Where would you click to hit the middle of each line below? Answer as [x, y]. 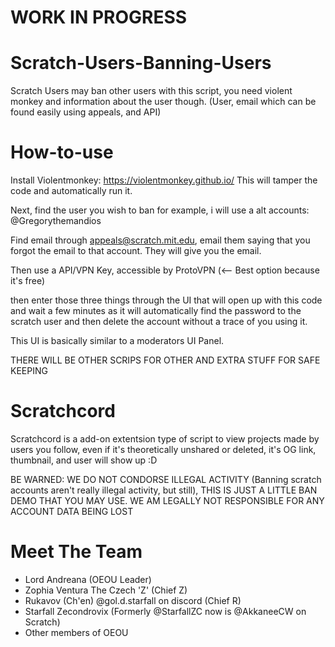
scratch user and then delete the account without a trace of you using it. [159, 322]
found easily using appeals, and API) [86, 112]
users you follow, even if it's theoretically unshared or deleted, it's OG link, [163, 449]
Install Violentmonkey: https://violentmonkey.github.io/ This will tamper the [164, 180]
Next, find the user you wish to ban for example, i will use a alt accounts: [160, 210]
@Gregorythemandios [56, 221]
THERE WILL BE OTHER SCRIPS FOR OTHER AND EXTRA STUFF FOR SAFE [165, 360]
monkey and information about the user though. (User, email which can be [163, 102]
